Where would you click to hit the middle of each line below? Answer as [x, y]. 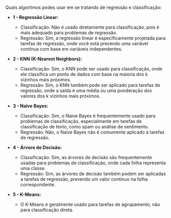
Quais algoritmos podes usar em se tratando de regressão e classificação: [83, 7]
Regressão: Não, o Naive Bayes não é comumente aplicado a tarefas [92, 132]
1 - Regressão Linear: [35, 17]
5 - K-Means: [27, 194]
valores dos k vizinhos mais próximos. [60, 96]
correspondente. [38, 184]
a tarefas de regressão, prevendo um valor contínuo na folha [84, 179]
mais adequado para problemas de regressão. [69, 32]
